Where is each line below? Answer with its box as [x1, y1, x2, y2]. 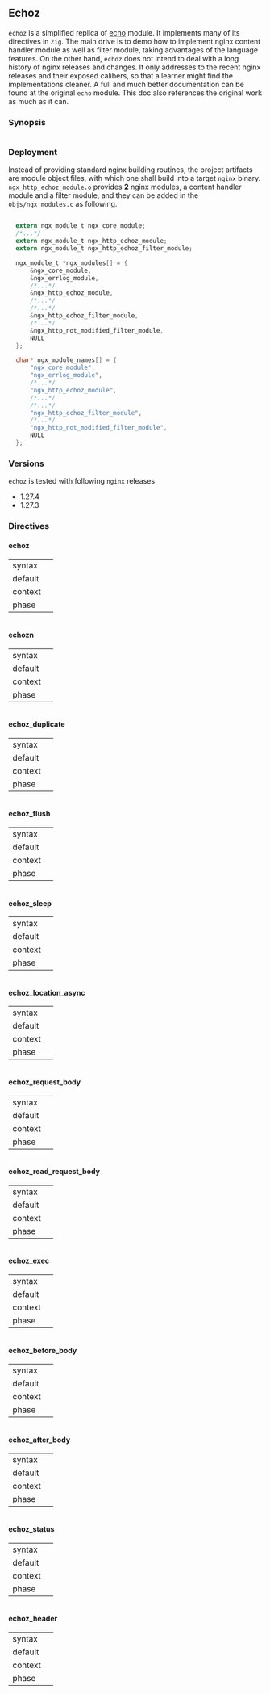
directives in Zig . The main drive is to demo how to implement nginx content [8, 36, 261, 46]
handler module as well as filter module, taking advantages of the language [8, 44, 259, 55]
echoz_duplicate [8, 719, 66, 729]
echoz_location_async [8, 987, 85, 997]
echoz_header [8, 1614, 58, 1624]
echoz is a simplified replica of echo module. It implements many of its [8, 27, 240, 37]
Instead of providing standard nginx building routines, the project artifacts [8, 165, 253, 174]
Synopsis [8, 116, 46, 128]
